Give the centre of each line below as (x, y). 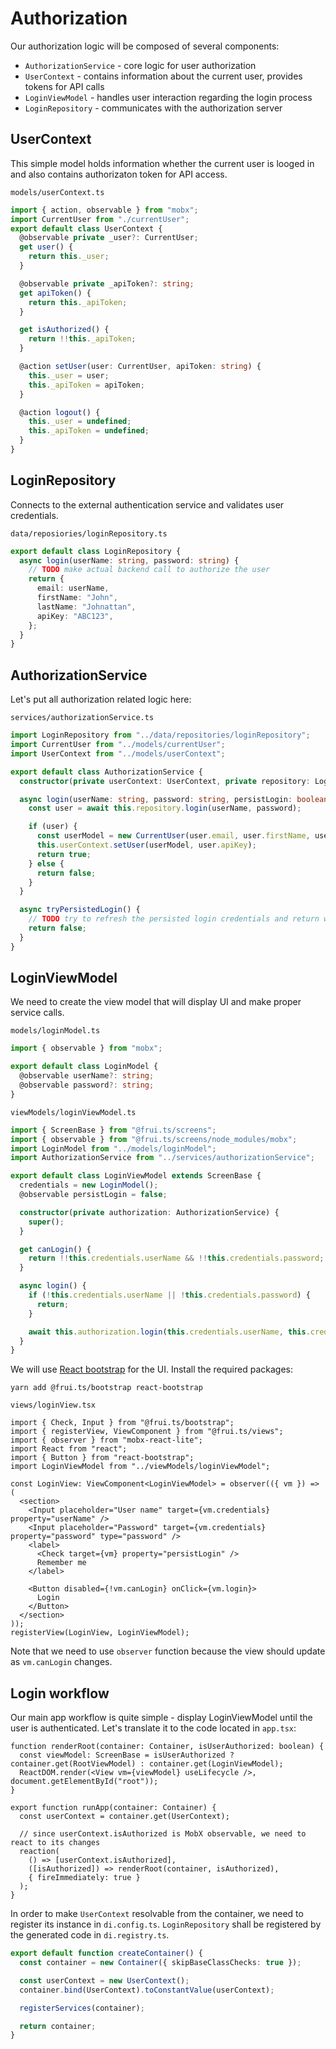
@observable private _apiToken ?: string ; (107, 283)
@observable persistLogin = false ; (93, 1195)
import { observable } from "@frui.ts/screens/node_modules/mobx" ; (154, 1139)
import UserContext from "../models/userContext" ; (118, 753)
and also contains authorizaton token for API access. (119, 174)
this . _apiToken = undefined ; (89, 431)
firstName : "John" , (77, 598)
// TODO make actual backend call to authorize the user (149, 570)
